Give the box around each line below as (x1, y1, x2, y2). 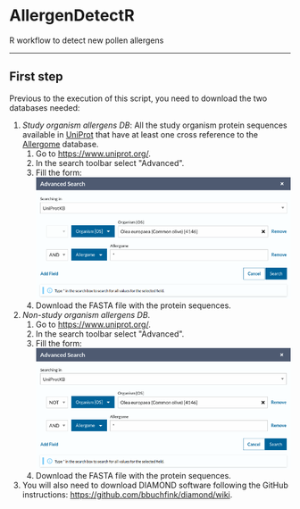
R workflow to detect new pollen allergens (9, 35, 164, 46)
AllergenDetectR (9, 5, 136, 26)
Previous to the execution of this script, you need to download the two (9, 93, 268, 104)
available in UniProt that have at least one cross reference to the (21, 129, 259, 139)
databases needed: (9, 102, 80, 113)
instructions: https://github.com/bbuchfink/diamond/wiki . (21, 488, 233, 500)
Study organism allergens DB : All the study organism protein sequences (21, 120, 287, 130)
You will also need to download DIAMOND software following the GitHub (21, 480, 288, 490)
